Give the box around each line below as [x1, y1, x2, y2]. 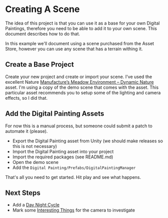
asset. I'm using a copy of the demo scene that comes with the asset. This [5, 84, 159, 90]
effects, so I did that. [5, 95, 48, 101]
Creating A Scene [5, 4, 80, 15]
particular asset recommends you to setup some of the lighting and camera [5, 89, 161, 96]
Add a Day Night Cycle [12, 202, 60, 208]
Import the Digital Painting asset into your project [12, 148, 114, 154]
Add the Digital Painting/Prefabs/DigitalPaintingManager [12, 164, 136, 170]
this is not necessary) [12, 143, 57, 149]
